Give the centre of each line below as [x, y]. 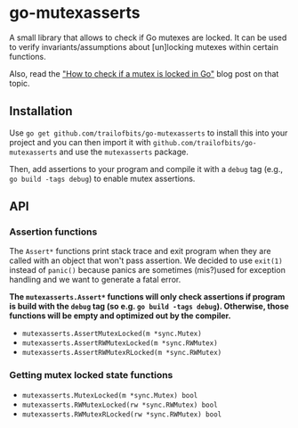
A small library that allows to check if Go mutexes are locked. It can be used [148, 37]
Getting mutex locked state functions [91, 375]
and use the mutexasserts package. [124, 152]
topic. [20, 83]
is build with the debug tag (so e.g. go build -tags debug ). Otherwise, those [149, 307]
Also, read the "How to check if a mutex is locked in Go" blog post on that [144, 73]
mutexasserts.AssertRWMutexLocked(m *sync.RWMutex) [120, 343]
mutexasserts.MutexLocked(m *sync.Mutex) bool [110, 395]
